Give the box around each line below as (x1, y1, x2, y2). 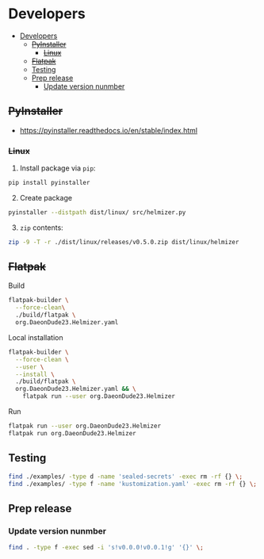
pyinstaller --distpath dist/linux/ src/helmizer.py (8, 208, 186, 216)
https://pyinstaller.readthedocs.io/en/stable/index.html (19, 125, 198, 135)
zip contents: (19, 223, 63, 232)
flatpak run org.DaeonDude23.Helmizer (8, 429, 136, 437)
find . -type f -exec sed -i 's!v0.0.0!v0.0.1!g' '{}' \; (8, 544, 204, 552)
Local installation (8, 332, 63, 342)
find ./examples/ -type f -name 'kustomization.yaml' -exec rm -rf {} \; (8, 480, 258, 488)
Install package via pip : (19, 163, 96, 173)
